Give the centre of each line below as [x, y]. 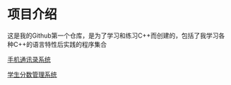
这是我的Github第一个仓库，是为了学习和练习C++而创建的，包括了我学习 [113, 35]
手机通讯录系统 [29, 59]
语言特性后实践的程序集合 [70, 44]
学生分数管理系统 [32, 74]
